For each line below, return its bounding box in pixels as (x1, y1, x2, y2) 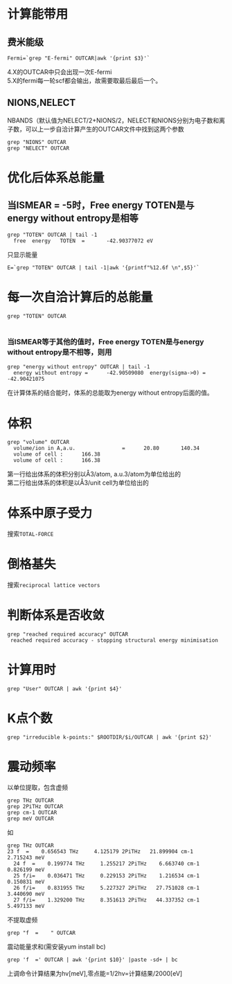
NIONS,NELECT (7, 97, 76, 109)
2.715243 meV (7, 854, 45, 861)
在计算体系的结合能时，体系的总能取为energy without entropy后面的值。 (7, 388, 213, 397)
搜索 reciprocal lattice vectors (7, 581, 100, 589)
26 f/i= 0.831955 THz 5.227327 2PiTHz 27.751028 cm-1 (13, 884, 199, 891)
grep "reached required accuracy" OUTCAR (7, 631, 129, 638)
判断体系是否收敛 (7, 607, 105, 623)
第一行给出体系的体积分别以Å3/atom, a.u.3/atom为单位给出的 (7, 470, 181, 478)
